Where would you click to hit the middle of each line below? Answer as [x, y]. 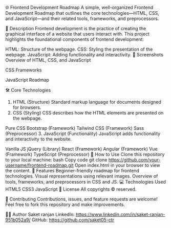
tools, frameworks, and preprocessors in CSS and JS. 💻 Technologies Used [86, 182]
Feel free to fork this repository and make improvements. [65, 204]
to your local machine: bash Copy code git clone [56, 160]
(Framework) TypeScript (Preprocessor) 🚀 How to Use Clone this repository [85, 154]
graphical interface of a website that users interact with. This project [77, 34]
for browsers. [27, 107]
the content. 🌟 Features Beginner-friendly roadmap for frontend [72, 170]
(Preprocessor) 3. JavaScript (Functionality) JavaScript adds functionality [83, 133]
